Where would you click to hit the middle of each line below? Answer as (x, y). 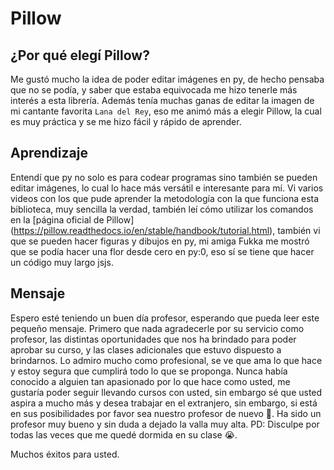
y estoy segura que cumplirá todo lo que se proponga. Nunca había (149, 371)
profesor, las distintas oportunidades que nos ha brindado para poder (153, 339)
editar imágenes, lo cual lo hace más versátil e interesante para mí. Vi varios (167, 188)
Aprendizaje (49, 153)
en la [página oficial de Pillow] (72, 219)
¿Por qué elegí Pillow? (80, 55)
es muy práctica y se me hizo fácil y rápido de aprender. (126, 121)
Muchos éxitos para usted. (65, 454)
